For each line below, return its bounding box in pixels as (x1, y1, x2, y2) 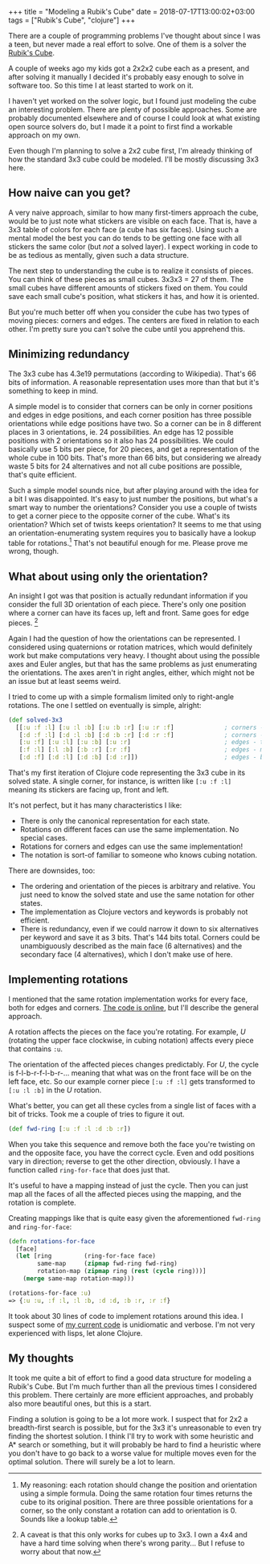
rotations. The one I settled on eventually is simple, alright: (8, 700, 202, 710)
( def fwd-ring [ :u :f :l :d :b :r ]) (8, 1124, 131, 1132)
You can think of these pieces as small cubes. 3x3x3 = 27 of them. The (8, 274, 243, 284)
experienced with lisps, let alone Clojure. (8, 1328, 143, 1337)
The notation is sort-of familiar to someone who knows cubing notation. (19, 850, 258, 859)
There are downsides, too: (8, 866, 96, 875)
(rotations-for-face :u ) (8, 1289, 92, 1297)
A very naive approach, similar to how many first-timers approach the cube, (8, 207, 259, 217)
